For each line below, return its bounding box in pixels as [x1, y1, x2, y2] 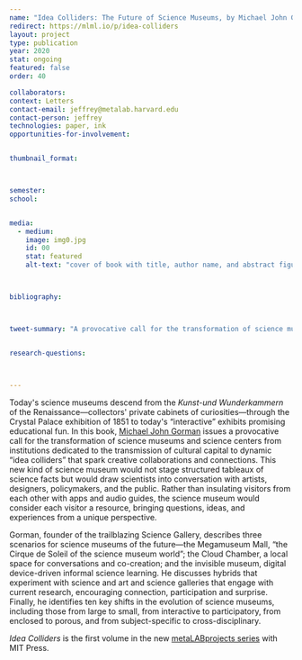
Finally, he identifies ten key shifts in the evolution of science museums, [9, 596, 275, 607]
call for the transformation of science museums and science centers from [9, 435, 282, 446]
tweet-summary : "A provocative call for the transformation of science [9, 324, 283, 333]
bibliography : [9, 293, 63, 302]
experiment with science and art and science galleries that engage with [9, 577, 274, 588]
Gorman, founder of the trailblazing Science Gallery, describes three [9, 529, 262, 540]
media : [9, 218, 34, 228]
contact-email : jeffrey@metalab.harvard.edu [9, 104, 179, 113]
